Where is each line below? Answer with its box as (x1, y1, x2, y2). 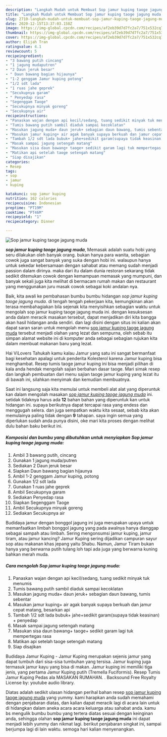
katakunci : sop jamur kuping (5, 191, 66, 196)
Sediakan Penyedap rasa (12, 494, 64, 500)
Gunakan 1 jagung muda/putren (12, 457, 77, 463)
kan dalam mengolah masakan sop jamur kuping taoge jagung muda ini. (5, 391, 153, 397)
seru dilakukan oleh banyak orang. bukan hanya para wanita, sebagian (5, 252, 150, 258)
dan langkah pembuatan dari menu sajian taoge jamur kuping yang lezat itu (5, 371, 159, 377)
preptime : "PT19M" (5, 205, 44, 210)
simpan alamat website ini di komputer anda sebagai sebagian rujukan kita (5, 335, 158, 341)
